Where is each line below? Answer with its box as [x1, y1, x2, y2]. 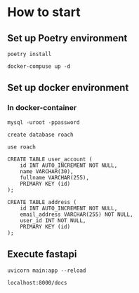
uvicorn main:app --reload [7, 267, 86, 274]
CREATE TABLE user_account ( [7, 156, 93, 163]
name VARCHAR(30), [20, 168, 74, 175]
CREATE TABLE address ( [7, 198, 77, 205]
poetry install [7, 50, 52, 57]
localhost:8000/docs [7, 279, 68, 286]
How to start [7, 4, 81, 20]
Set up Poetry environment [7, 32, 128, 44]
